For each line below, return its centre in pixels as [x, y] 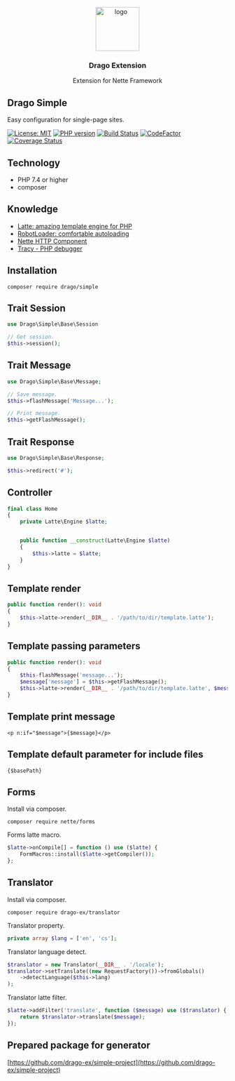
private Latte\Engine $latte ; [64, 522]
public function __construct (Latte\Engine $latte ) [95, 540]
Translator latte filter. [37, 997]
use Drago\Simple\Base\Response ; [56, 458]
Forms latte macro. [34, 835]
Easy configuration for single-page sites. [66, 120]
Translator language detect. [47, 952]
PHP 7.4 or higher [43, 180]
